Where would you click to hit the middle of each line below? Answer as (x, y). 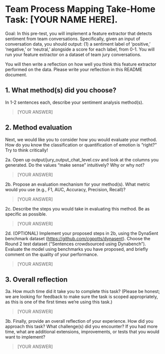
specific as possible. (26, 214)
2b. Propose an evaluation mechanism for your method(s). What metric (78, 184)
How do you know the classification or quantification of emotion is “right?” (81, 144)
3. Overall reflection (36, 279)
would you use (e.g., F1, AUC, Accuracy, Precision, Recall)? (65, 189)
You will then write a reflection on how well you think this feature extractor (81, 64)
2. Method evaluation (39, 128)
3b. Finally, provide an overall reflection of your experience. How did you (79, 321)
